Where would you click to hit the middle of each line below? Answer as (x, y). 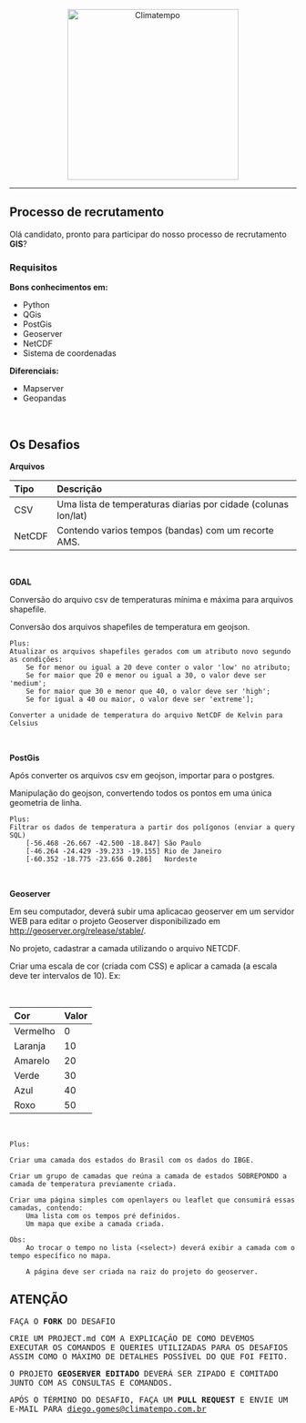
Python (36, 305)
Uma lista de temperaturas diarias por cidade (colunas (173, 503)
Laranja (30, 1045)
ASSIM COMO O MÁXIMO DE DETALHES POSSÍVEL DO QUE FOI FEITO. (149, 1356)
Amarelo (32, 1061)
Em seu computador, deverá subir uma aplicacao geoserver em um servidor (152, 911)
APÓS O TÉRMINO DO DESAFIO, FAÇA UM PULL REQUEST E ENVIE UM (149, 1399)
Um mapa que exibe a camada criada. (96, 1224)
